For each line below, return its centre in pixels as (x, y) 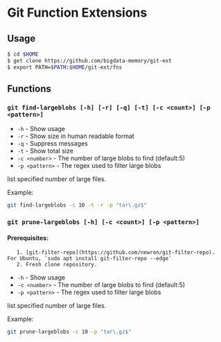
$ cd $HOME (23, 54)
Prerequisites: (28, 238)
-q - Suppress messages (52, 144)
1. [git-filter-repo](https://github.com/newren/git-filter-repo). (116, 253)
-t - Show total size (45, 151)
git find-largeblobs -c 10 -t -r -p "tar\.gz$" (77, 205)
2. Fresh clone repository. (57, 265)
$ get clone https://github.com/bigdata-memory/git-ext (89, 60)
